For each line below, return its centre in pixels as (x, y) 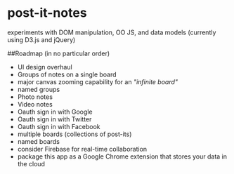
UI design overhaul (45, 67)
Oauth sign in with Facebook (59, 126)
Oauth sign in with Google (55, 112)
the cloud (31, 163)
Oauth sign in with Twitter (54, 119)
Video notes (35, 104)
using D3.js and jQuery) (41, 39)
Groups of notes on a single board (67, 74)
